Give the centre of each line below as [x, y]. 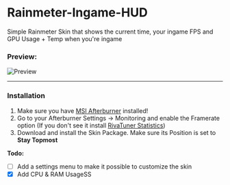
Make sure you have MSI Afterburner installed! [82, 110]
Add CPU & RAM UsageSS [54, 174]
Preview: [22, 56]
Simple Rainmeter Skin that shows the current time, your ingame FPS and [110, 32]
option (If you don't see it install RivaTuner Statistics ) [91, 125]
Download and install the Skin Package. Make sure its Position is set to [116, 132]
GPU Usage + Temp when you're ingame [65, 38]
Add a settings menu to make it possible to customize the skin [104, 166]
